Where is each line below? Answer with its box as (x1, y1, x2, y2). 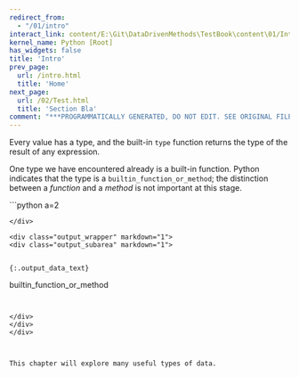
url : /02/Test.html (17, 95, 90, 105)
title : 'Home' (17, 79, 69, 88)
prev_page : (9, 63, 50, 72)
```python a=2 (9, 200, 60, 210)
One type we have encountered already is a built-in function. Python (9, 164, 260, 175)
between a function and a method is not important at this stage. (9, 183, 242, 193)
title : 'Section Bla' (17, 104, 98, 113)
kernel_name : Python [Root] (9, 37, 114, 47)
